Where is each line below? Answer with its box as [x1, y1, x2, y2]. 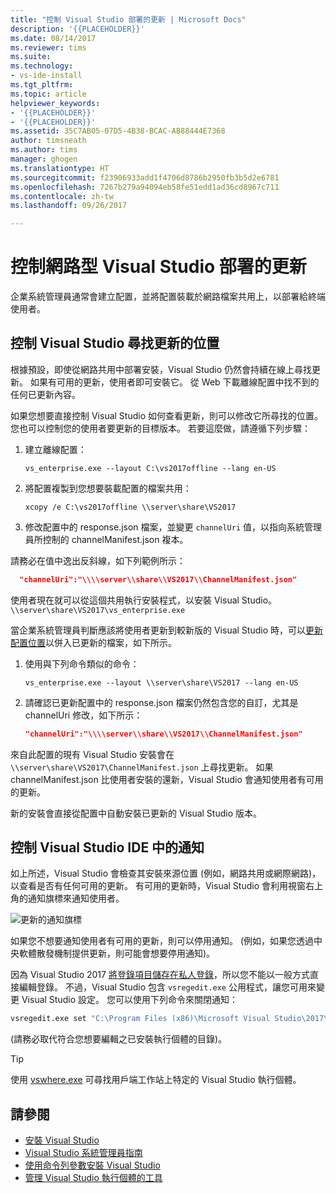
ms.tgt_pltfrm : [10, 80, 74, 90]
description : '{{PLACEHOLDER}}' [10, 24, 145, 34]
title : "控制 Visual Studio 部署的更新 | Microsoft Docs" [10, 14, 247, 25]
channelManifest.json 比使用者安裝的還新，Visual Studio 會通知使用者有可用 [10, 773, 324, 785]
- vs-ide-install [10, 71, 83, 81]
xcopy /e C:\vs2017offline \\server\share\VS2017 [24, 502, 237, 512]
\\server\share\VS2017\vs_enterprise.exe [10, 605, 186, 615]
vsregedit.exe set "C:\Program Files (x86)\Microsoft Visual [10, 1014, 271, 1024]
